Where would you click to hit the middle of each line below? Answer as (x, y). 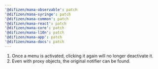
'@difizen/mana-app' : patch (33, 37)
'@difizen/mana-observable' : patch (41, 10)
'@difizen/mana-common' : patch (37, 19)
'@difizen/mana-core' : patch (34, 28)
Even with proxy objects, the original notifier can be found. (71, 61)
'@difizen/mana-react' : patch (36, 23)
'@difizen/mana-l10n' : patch (34, 33)
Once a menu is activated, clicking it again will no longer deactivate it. (82, 56)
